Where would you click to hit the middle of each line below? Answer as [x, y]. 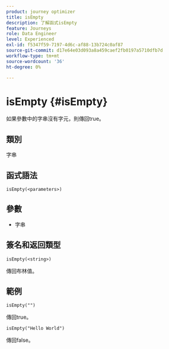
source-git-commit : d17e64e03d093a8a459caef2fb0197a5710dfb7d [84, 51]
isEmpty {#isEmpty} [57, 101]
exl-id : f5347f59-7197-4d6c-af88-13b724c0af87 [65, 45]
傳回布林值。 [22, 271]
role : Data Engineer [32, 34]
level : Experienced [30, 39]
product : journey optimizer [41, 12]
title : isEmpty [25, 17]
